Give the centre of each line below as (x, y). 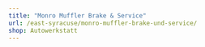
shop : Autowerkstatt (43, 30)
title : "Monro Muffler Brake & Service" (78, 16)
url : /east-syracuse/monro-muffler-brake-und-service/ (103, 23)
